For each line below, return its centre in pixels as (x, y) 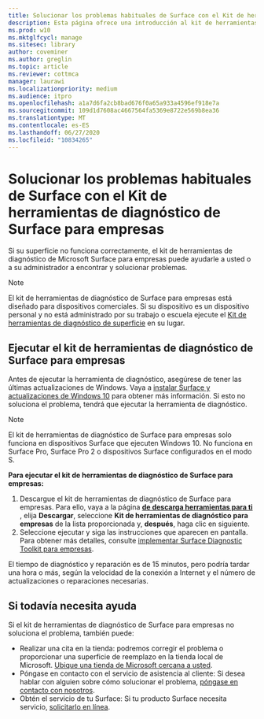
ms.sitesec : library (42, 45)
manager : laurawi (37, 81)
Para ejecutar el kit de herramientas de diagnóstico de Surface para (121, 475)
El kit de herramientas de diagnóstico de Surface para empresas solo (120, 435)
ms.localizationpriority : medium (63, 89)
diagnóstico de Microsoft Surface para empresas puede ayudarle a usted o (130, 259)
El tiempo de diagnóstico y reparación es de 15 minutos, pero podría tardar (129, 565)
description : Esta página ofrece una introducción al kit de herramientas (133, 23)
